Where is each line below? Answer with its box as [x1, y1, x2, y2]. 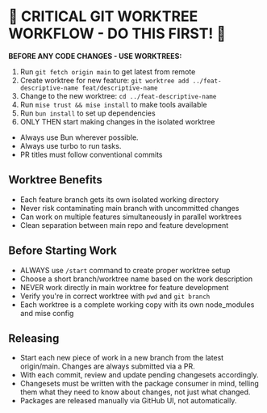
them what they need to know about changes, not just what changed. [19, 387, 251, 397]
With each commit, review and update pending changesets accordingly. [19, 370, 260, 380]
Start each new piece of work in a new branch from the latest [19, 353, 224, 363]
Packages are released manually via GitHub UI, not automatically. [19, 396, 237, 406]
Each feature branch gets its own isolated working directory [19, 194, 219, 204]
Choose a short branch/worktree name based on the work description [19, 274, 252, 284]
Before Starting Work [8, 244, 117, 258]
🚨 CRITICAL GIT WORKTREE [8, 7, 198, 26]
